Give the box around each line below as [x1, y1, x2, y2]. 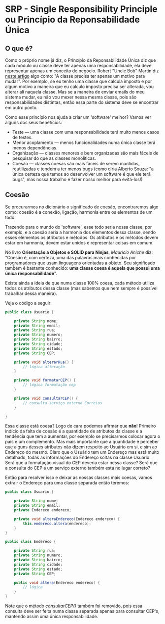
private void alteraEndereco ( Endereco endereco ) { [14, 516, 120, 522]
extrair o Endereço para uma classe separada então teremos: [5, 480, 130, 486]
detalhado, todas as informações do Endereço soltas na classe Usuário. [5, 454, 151, 461]
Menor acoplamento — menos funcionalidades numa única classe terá [12, 140, 156, 145]
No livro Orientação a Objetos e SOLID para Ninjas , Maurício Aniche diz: [5, 249, 153, 255]
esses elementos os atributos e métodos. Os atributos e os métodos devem [5, 234, 159, 240]
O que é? [5, 44, 33, 52]
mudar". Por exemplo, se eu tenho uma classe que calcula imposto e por [5, 78, 152, 84]
